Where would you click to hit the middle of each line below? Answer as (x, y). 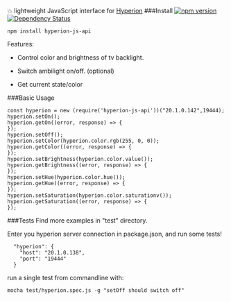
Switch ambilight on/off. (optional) (66, 71)
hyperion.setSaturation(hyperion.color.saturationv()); (89, 196)
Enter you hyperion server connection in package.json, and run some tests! (114, 234)
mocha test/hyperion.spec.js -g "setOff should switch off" (96, 291)
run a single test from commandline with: (66, 278)
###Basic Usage (31, 98)
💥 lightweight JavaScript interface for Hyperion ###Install (90, 11)
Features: (21, 44)
